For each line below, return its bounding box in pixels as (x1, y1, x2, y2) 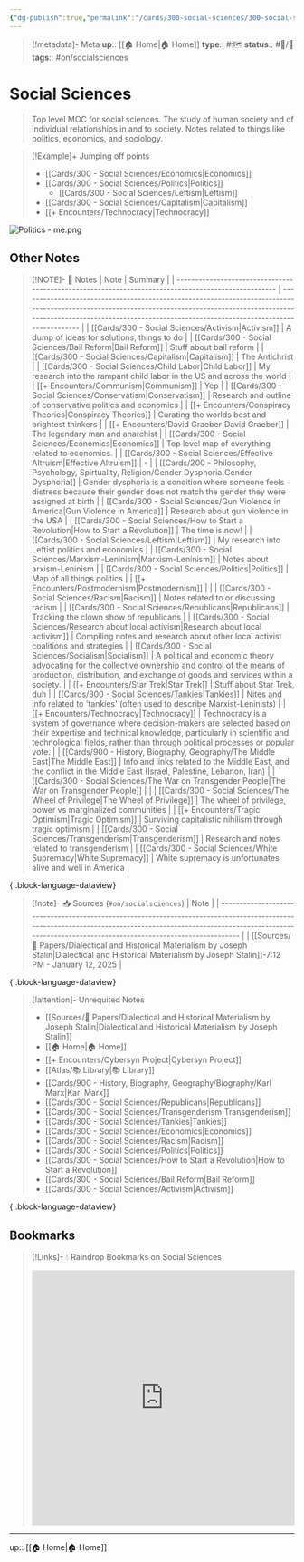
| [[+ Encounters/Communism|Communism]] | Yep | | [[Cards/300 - (31, 380, 282, 391)
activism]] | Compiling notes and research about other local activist (31, 631, 282, 642)
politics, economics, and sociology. (31, 132, 163, 143)
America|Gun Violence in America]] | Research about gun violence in (31, 505, 289, 517)
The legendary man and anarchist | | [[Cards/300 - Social (31, 428, 246, 440)
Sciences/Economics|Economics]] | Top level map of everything (31, 438, 271, 449)
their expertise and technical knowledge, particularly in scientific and (31, 727, 290, 738)
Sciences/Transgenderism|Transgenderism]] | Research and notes (31, 834, 280, 844)
